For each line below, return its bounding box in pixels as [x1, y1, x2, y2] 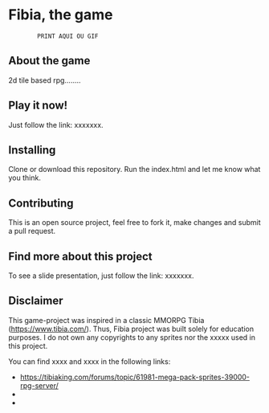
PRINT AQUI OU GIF [37, 32, 99, 40]
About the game [8, 54, 91, 67]
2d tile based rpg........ [8, 75, 82, 85]
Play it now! [8, 99, 68, 112]
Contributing [8, 196, 74, 210]
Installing [8, 143, 56, 157]
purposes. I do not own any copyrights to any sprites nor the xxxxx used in [8, 332, 255, 342]
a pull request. [8, 227, 56, 236]
